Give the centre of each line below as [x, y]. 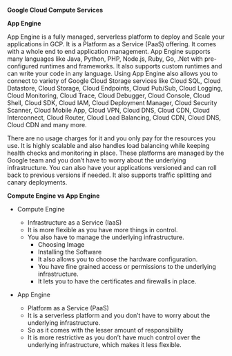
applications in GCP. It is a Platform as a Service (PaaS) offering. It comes [112, 44]
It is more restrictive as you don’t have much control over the [114, 337]
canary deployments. [37, 182]
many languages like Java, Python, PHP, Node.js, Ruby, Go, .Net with [105, 59]
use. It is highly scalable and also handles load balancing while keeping [108, 146]
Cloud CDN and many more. [47, 125]
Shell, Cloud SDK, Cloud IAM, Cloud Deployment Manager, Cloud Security [112, 103]
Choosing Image [61, 244]
